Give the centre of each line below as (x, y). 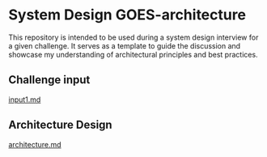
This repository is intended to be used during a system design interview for (133, 37)
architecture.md (35, 144)
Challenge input (49, 80)
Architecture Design (60, 125)
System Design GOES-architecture (127, 15)
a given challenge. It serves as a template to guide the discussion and (125, 45)
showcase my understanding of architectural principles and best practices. (133, 54)
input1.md (25, 100)
